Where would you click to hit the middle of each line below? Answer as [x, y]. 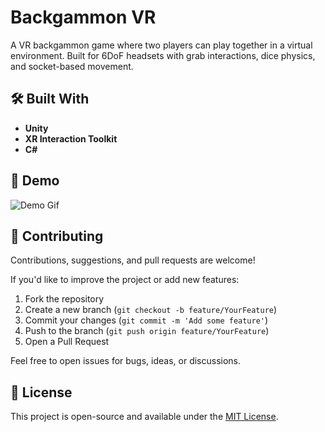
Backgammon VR [83, 17]
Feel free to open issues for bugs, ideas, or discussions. [126, 361]
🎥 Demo [35, 181]
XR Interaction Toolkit [71, 138]
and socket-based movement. [72, 66]
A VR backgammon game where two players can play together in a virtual [161, 45]
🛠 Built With [50, 99]
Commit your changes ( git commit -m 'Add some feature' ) [146, 320]
